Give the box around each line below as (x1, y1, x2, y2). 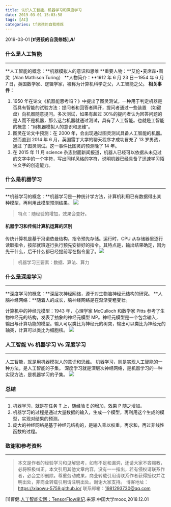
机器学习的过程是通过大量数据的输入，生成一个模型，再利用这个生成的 (12, 409, 160, 415)
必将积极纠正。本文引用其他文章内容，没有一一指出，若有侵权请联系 (17, 466, 161, 472)
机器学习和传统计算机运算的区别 (5, 223, 72, 229)
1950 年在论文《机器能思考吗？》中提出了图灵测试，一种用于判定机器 (12, 98, 158, 104)
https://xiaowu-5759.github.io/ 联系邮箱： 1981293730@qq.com (17, 486, 151, 492)
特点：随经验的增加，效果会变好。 (17, 210, 90, 216)
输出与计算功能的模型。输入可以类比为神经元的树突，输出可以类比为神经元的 (5, 321, 166, 327)
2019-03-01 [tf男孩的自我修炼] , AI (5, 36, 75, 42)
